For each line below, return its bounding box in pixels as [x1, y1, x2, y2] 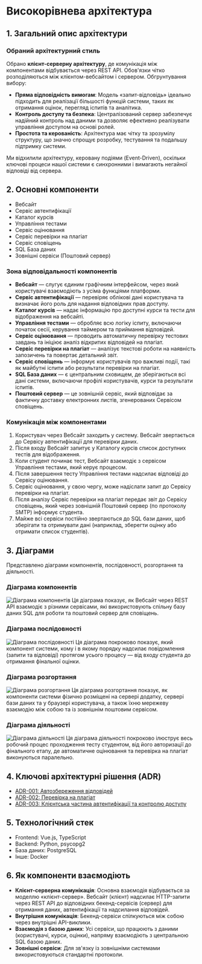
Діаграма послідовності [6, 624, 81, 633]
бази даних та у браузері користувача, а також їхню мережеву [6, 699, 169, 707]
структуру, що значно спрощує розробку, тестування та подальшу [14, 136, 188, 143]
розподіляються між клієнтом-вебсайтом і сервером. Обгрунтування [6, 73, 187, 80]
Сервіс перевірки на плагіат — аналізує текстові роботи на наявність [14, 345, 196, 352]
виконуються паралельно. [6, 754, 74, 761]
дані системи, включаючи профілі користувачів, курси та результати [14, 377, 193, 384]
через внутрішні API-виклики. [14, 919, 92, 926]
